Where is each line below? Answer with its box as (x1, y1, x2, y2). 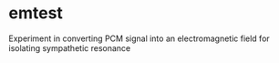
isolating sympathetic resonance (8, 42, 131, 53)
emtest (8, 3, 63, 24)
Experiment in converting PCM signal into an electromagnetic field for (8, 33, 270, 44)
